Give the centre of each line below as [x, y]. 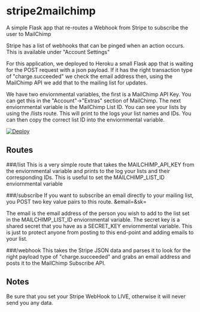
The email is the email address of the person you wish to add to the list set [98, 213]
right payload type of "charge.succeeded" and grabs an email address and [99, 256]
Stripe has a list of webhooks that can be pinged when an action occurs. [96, 46]
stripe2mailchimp [51, 11]
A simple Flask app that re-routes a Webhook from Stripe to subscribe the [97, 28]
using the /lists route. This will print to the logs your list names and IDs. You [99, 113]
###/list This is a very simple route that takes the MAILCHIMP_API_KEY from [100, 164]
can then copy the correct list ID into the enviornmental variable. [86, 119]
